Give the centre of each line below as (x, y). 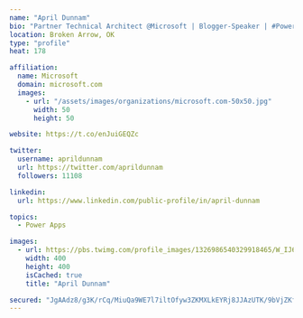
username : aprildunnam (60, 159)
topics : (24, 217)
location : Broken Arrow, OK (62, 34)
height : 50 (54, 118)
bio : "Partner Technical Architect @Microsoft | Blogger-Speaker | (139, 26)
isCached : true (54, 275)
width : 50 (51, 109)
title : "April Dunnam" (68, 284)
